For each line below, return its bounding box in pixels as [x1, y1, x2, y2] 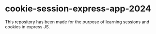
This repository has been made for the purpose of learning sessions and [5, 19, 150, 25]
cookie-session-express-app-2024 [5, 3, 152, 14]
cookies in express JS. [5, 24, 50, 29]
